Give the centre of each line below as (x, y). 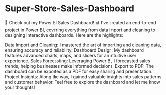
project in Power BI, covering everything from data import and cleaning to (80, 30)
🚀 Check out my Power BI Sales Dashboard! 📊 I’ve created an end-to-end (81, 22)
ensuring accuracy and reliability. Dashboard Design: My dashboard (75, 50)
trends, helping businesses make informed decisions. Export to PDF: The (80, 66)
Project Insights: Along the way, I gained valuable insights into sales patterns (83, 76)
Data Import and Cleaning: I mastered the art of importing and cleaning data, (83, 45)
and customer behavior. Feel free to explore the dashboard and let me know (83, 82)
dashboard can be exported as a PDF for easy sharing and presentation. (79, 71)
